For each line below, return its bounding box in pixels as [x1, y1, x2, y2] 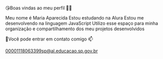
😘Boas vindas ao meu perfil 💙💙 [5, 5, 73, 11]
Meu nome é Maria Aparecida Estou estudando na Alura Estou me [5, 15, 144, 21]
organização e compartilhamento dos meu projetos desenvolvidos [5, 26, 145, 32]
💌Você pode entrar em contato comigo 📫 [5, 36, 93, 42]
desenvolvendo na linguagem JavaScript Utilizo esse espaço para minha [5, 21, 158, 26]
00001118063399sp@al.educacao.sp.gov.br [5, 48, 98, 54]
